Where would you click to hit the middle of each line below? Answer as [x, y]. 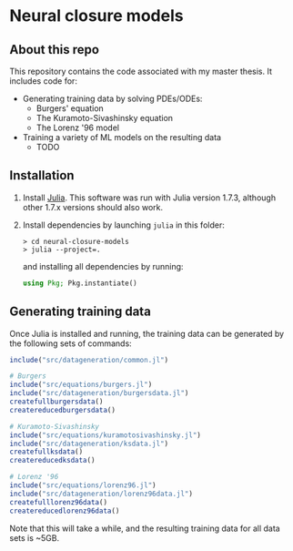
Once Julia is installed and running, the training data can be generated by [147, 333]
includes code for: [43, 81]
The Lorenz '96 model [78, 128]
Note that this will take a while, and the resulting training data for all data [145, 528]
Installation [42, 175]
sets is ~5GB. [35, 537]
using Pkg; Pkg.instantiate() [80, 283]
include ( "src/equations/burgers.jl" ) [81, 385]
